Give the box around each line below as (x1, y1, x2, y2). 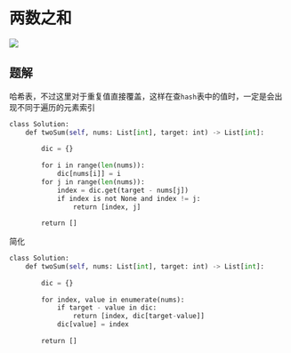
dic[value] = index (56, 320, 129, 329)
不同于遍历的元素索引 (16, 101, 95, 112)
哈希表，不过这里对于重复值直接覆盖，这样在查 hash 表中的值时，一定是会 (9, 91, 275, 101)
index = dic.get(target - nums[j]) (56, 186, 190, 195)
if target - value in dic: (56, 303, 158, 312)
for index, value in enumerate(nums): (41, 295, 185, 304)
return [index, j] (72, 202, 141, 212)
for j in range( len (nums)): (41, 177, 145, 187)
